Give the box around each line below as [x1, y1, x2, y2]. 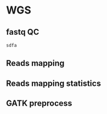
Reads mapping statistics [6, 78, 101, 88]
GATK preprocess [6, 98, 72, 109]
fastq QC [6, 27, 39, 37]
